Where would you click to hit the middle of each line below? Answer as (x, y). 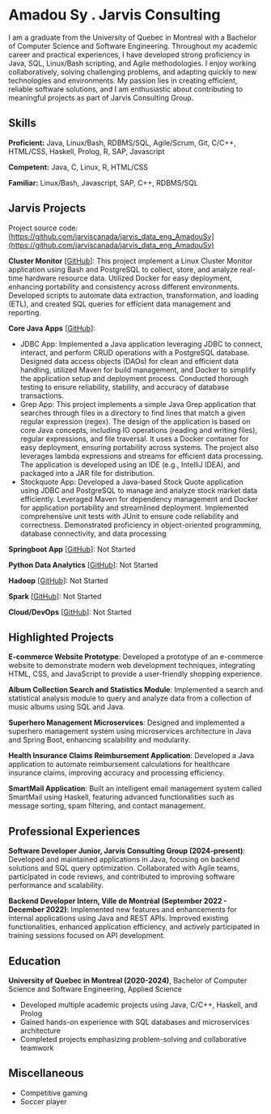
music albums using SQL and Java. (67, 707)
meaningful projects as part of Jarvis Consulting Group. (101, 97)
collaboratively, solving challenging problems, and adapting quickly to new (133, 71)
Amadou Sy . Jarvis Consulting (114, 15)
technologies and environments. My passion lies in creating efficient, (123, 80)
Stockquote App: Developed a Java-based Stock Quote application (132, 482)
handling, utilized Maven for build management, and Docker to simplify (138, 370)
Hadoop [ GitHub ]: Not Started (58, 581)
